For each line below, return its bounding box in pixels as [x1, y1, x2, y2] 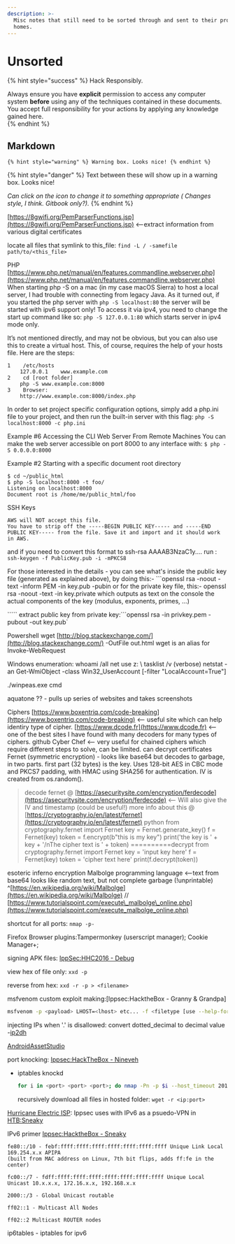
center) [7, 1161, 30, 1168]
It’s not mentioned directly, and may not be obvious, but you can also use [7, 334, 218, 343]
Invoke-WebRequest [7, 646, 66, 655]
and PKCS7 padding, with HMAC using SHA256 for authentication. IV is [7, 767, 213, 776]
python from [143, 818, 180, 827]
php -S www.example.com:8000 [20, 380, 105, 388]
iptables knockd [17, 1069, 64, 1077]
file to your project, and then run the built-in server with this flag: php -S [7, 413, 215, 421]
